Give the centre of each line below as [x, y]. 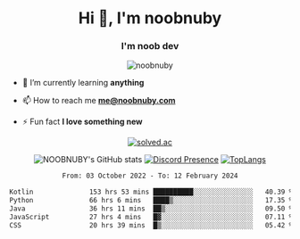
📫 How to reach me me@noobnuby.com [99, 101]
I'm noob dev [150, 46]
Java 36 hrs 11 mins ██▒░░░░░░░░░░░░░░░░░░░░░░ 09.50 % [151, 209]
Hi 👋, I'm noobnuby [150, 18]
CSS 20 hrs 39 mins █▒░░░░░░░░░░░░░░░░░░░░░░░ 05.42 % [151, 225]
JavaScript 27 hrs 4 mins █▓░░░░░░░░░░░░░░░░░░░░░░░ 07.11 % [151, 217]
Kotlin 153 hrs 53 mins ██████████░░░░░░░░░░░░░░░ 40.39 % [151, 192]
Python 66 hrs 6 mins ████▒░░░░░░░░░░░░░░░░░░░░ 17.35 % [151, 201]
